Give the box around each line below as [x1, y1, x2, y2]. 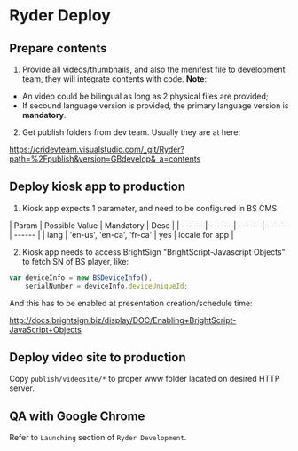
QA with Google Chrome [9, 408, 145, 423]
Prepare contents [9, 41, 107, 56]
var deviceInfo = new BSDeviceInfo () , [9, 273, 153, 282]
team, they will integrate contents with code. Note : [21, 74, 207, 84]
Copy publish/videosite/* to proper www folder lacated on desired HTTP [9, 374, 280, 384]
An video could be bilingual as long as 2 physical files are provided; [21, 91, 269, 101]
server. [9, 383, 35, 393]
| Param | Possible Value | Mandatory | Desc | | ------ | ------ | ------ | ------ [9, 219, 288, 231]
